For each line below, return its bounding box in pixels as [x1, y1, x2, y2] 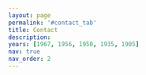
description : [8, 33, 51, 41]
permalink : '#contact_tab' [8, 19, 97, 27]
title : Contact [8, 26, 58, 34]
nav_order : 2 [8, 55, 51, 63]
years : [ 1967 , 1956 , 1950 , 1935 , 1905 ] [8, 41, 140, 48]
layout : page [8, 11, 51, 20]
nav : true [8, 48, 41, 55]
